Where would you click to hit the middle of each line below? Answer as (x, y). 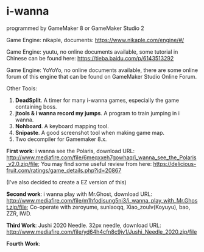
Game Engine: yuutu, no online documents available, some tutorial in (92, 52)
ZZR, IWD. (19, 213)
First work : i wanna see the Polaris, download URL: (71, 151)
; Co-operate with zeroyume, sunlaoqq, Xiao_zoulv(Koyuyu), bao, (108, 207)
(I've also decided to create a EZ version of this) (66, 182)
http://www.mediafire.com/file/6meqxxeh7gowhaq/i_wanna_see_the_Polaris (101, 157)
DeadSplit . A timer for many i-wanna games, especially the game (97, 100)
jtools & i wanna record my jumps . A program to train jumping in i (97, 113)
